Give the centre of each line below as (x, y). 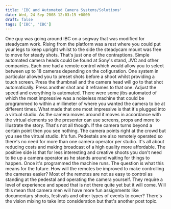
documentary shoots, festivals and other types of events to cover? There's (84, 196)
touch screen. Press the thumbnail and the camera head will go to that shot (84, 82)
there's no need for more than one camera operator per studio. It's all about (85, 142)
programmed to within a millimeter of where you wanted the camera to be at (85, 104)
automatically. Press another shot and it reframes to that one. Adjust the (81, 88)
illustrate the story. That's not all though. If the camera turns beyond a (79, 125)
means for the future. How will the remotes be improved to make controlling (85, 169)
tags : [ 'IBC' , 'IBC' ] (28, 24)
